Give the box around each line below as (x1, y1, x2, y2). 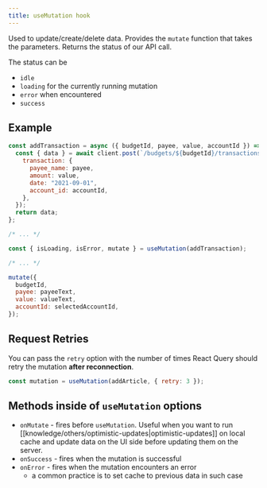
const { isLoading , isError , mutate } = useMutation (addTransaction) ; (8, 244, 247, 253)
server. (19, 446, 44, 455)
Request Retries (8, 332, 89, 346)
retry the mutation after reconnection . (8, 362, 133, 371)
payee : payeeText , (15, 288, 77, 296)
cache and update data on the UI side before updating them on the (19, 437, 238, 447)
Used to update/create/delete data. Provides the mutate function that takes (8, 33, 253, 43)
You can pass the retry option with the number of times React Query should (8, 353, 258, 362)
